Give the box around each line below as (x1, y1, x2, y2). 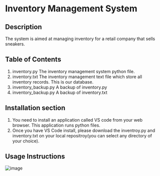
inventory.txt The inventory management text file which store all (12, 74, 142, 80)
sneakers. (5, 41, 26, 47)
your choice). (12, 138, 40, 144)
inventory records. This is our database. (12, 79, 94, 85)
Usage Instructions (5, 152, 65, 161)
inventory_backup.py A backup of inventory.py (12, 84, 107, 90)
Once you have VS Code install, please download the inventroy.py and (12, 127, 156, 133)
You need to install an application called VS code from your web (12, 117, 143, 123)
